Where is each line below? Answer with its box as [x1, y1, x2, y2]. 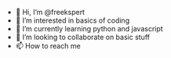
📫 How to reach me [15, 42, 81, 50]
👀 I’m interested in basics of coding [15, 16, 130, 25]
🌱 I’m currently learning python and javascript [15, 24, 163, 33]
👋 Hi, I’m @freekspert [15, 8, 85, 16]
